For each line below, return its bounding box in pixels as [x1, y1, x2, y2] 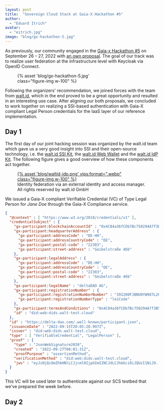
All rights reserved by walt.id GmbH [17, 186, 89, 192]
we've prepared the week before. [5, 384, 72, 389]
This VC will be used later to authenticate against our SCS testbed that [5, 378, 146, 384]
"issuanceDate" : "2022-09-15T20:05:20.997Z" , [9, 324, 106, 329]
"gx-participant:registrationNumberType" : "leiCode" [18, 297, 130, 302]
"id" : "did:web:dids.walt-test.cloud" [14, 310, 95, 315]
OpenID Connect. [5, 63, 40, 69]
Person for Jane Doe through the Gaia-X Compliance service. [5, 201, 129, 207]
